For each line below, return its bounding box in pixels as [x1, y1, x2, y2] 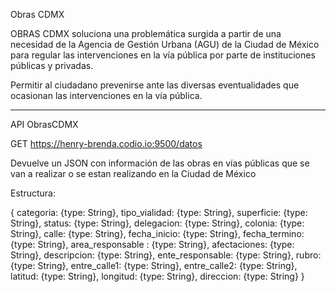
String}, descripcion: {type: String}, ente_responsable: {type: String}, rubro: [10, 249, 322, 261]
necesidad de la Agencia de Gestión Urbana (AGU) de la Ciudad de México [10, 39, 320, 50]
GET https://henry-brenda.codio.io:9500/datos [10, 138, 203, 149]
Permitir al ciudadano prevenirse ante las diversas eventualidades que [10, 79, 300, 91]
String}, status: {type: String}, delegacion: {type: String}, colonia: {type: [10, 217, 305, 229]
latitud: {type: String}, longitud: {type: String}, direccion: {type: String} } [10, 270, 305, 282]
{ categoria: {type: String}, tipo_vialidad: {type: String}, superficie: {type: [10, 207, 308, 218]
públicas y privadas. [10, 60, 94, 71]
